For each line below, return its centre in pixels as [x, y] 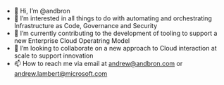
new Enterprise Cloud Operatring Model [72, 41]
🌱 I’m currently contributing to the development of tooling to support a [116, 33]
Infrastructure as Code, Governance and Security [86, 26]
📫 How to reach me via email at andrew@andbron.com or [98, 64]
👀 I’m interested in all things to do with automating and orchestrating [113, 18]
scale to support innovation [54, 55]
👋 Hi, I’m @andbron [42, 11]
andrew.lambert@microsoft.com [61, 73]
